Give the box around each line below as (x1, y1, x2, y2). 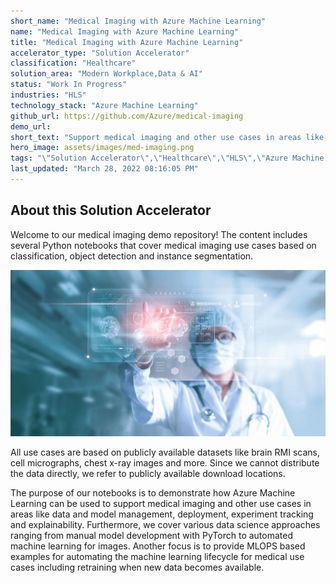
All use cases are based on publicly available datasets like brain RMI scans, (10, 446, 320, 459)
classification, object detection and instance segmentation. (10, 250, 254, 262)
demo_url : (10, 121, 52, 132)
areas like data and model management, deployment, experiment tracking (10, 508, 314, 520)
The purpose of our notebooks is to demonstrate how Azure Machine (10, 487, 296, 499)
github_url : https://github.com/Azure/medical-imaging (10, 111, 244, 121)
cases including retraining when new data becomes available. (10, 561, 265, 574)
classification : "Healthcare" (10, 58, 137, 69)
